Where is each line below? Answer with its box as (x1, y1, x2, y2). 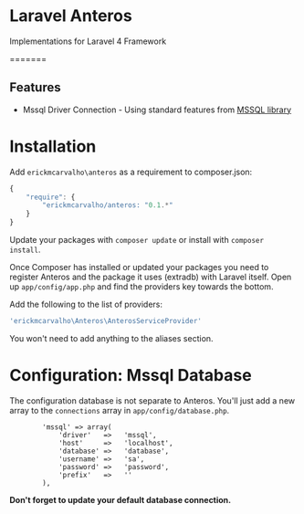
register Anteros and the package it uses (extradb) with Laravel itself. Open (9, 271, 292, 283)
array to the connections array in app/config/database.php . (9, 404, 230, 415)
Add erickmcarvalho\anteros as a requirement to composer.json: (9, 166, 253, 177)
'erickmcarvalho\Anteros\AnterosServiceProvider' (9, 317, 203, 326)
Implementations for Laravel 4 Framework (9, 36, 167, 47)
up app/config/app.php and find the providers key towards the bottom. (9, 281, 274, 292)
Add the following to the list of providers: (9, 299, 162, 310)
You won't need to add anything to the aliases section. (9, 332, 214, 343)
